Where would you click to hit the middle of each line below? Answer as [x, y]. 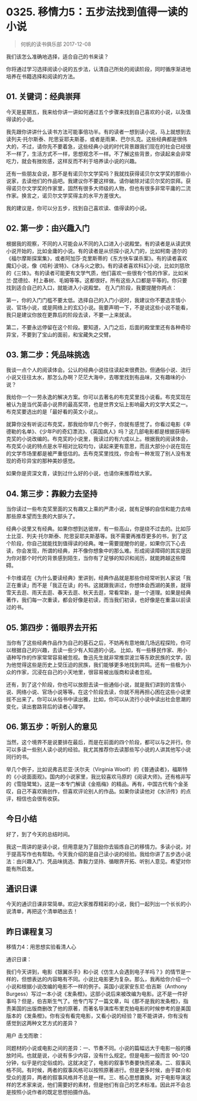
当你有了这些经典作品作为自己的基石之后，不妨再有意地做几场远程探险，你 [96, 643]
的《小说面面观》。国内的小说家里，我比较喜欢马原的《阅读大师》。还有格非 [96, 776]
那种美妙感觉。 [60, 461]
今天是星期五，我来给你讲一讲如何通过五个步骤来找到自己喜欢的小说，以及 [96, 112]
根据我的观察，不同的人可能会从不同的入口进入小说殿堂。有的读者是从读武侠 [98, 244]
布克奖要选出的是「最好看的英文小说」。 [54, 412]
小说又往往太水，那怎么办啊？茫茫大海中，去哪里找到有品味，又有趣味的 [93, 377]
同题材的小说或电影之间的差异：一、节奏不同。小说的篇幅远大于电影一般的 [96, 1048]
